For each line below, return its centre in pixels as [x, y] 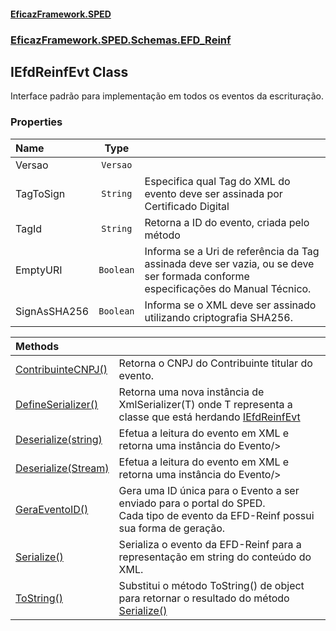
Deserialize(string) [59, 439]
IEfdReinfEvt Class [69, 71]
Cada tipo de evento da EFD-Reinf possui [216, 515]
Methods [37, 346]
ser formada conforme [197, 276]
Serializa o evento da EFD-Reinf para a [210, 544]
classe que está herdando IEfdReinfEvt [209, 417]
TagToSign [40, 193]
